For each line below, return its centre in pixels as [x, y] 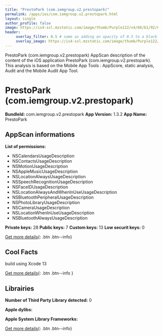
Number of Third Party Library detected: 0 [49, 300]
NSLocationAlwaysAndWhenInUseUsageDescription [65, 192]
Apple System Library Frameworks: [41, 319]
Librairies [20, 289]
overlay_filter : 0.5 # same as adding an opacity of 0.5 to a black [87, 37]
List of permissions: [25, 146]
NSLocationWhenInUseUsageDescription [53, 213]
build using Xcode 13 [26, 264]
